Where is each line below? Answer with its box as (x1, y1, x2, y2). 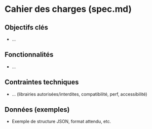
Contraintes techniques (4, 78, 79, 86)
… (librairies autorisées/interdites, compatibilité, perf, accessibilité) (11, 91, 148, 97)
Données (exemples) (4, 105, 70, 114)
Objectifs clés (4, 23, 48, 32)
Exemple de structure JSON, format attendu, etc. (11, 119, 112, 125)
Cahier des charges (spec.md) (4, 3, 132, 15)
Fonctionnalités (4, 50, 54, 59)
